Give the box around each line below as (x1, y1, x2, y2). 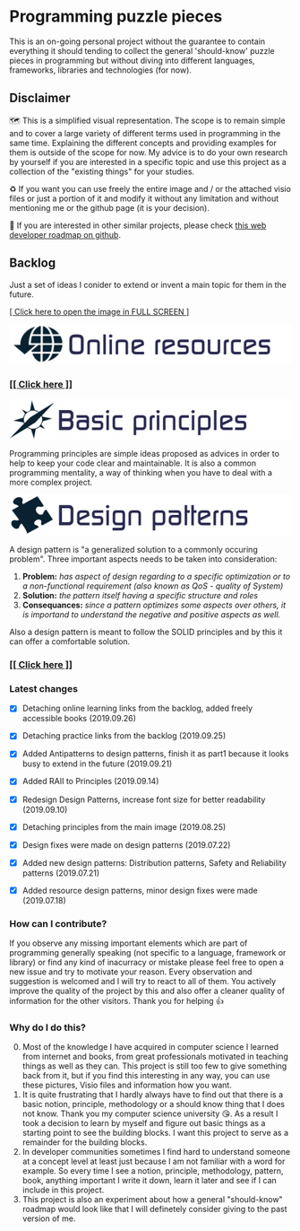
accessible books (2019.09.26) (21, 713, 137, 724)
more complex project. (9, 477, 93, 488)
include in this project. (21, 1184, 105, 1195)
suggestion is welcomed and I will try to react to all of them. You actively (9, 976, 277, 987)
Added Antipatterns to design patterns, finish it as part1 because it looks (21, 748, 289, 759)
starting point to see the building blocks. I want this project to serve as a (21, 1128, 289, 1139)
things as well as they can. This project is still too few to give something (21, 1061, 287, 1071)
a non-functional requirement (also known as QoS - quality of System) (21, 581, 284, 591)
